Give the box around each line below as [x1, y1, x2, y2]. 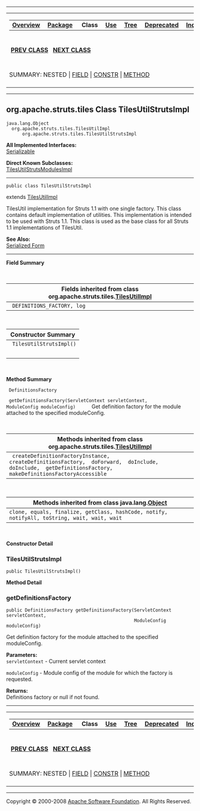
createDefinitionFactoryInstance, [12, 452, 110, 459]
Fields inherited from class [61, 284, 139, 293]
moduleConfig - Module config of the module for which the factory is [6, 669, 173, 677]
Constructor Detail [6, 540, 54, 547]
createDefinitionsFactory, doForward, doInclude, [9, 458, 159, 465]
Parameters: [6, 651, 37, 659]
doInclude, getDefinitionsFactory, [9, 464, 113, 471]
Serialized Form [6, 241, 45, 249]
